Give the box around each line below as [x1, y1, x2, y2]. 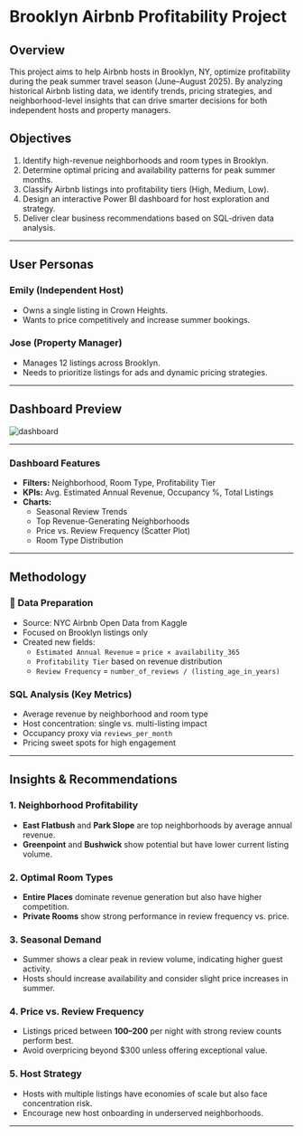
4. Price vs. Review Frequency [9, 1006, 144, 1018]
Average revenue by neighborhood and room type [22, 708, 209, 719]
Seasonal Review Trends [35, 506, 128, 516]
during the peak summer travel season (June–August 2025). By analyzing [9, 76, 283, 87]
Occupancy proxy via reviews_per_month [22, 727, 173, 738]
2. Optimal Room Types [9, 871, 114, 884]
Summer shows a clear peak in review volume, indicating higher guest [22, 954, 283, 965]
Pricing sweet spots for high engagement [22, 737, 177, 748]
